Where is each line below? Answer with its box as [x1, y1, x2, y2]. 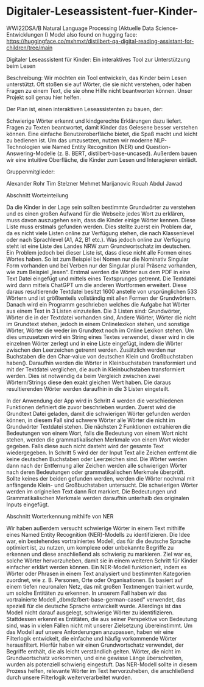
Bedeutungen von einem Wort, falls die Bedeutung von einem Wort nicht [6, 429, 188, 437]
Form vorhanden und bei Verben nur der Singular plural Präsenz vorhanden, [6, 261, 197, 269]
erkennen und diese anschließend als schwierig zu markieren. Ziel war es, [6, 550, 192, 558]
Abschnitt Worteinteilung [6, 191, 69, 199]
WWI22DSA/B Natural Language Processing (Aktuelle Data [6, 24, 154, 32]
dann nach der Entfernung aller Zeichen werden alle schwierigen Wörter [6, 462, 188, 469]
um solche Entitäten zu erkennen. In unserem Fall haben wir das [6, 589, 167, 597]
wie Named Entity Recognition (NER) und [41, 143, 145, 150]
